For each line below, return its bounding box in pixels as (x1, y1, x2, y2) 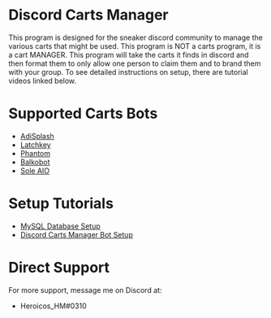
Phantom (19, 148, 51, 158)
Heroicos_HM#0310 (19, 301, 87, 311)
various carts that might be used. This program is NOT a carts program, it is (8, 41, 261, 50)
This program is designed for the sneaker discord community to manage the (8, 33, 264, 42)
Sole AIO (19, 165, 50, 176)
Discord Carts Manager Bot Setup (19, 229, 134, 239)
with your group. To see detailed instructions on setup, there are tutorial (8, 67, 249, 76)
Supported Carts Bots (8, 104, 158, 123)
